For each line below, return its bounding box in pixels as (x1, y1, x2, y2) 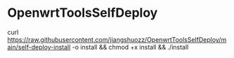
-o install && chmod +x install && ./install (72, 43, 189, 51)
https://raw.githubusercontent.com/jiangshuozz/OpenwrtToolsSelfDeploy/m (7, 35, 227, 43)
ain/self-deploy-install (7, 43, 71, 51)
